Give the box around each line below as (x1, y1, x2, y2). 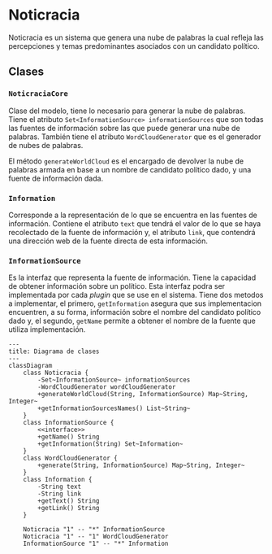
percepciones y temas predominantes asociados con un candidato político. (8, 41, 260, 50)
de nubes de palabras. (8, 140, 84, 150)
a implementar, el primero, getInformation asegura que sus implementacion (8, 299, 262, 308)
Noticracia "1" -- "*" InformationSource (23, 526, 165, 534)
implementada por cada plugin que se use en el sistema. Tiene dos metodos (8, 290, 264, 300)
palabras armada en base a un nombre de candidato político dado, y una (8, 164, 252, 174)
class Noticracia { (23, 369, 89, 377)
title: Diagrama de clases (8, 347, 100, 356)
